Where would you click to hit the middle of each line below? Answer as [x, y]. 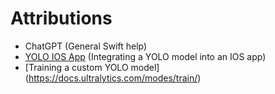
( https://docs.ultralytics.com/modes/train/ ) [113, 78]
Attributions [61, 18]
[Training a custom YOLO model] [92, 67]
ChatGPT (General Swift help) [86, 46]
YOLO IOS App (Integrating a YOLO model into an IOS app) [145, 56]
